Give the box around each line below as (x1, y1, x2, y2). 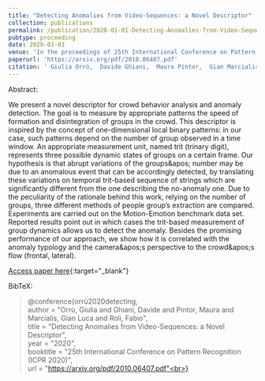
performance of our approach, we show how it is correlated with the (8, 233, 230, 243)
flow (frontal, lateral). (8, 250, 77, 260)
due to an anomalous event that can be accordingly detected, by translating (8, 166, 254, 176)
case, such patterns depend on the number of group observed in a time (8, 133, 241, 143)
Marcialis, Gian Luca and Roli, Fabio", (27, 313, 148, 323)
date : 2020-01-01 (8, 41, 65, 49)
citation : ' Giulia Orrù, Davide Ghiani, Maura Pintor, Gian (8, 63, 224, 71)
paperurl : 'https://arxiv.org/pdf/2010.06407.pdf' (8, 56, 178, 64)
